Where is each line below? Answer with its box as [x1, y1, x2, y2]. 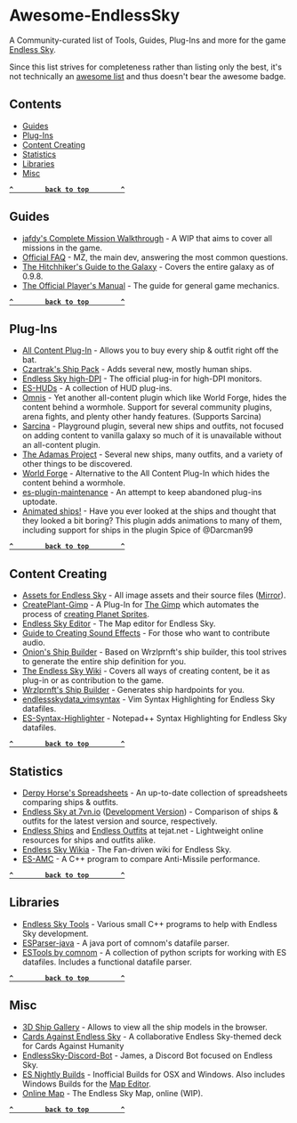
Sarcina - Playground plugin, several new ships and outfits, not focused [21, 420, 285, 432]
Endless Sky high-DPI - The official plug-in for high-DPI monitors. [21, 373, 262, 384]
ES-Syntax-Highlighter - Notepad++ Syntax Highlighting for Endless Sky [21, 713, 287, 724]
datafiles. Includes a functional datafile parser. [21, 956, 193, 967]
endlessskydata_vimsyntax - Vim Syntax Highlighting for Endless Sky [21, 694, 276, 704]
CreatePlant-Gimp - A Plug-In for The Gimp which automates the [21, 599, 260, 610]
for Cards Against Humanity [21, 1040, 124, 1051]
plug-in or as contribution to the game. [21, 675, 165, 686]
